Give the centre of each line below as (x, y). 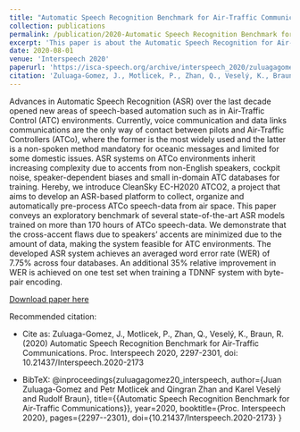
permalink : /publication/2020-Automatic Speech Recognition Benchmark (143, 34)
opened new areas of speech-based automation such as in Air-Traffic (137, 110)
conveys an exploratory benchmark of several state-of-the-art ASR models (147, 215)
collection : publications (57, 26)
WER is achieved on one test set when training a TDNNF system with (136, 272)
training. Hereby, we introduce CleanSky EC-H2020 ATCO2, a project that (145, 186)
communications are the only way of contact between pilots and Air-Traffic (147, 130)
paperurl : (28, 68)
